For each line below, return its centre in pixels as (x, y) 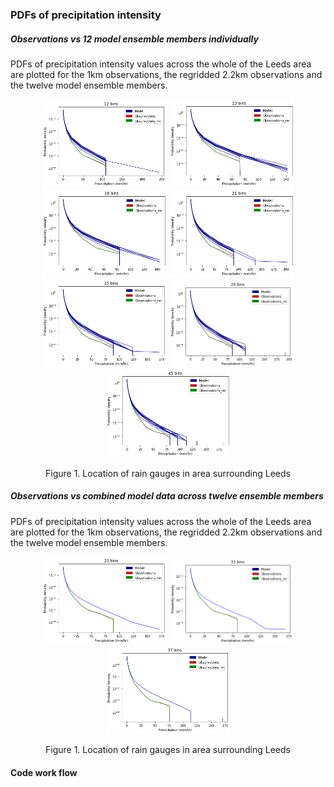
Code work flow (44, 772)
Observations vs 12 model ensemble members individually (134, 39)
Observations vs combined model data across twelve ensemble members (167, 496)
